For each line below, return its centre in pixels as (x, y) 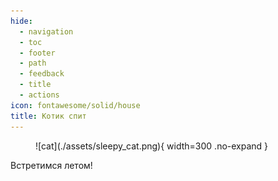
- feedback (42, 74)
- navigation (46, 31)
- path (33, 63)
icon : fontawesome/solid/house (75, 105)
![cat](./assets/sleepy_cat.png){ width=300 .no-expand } (152, 146)
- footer (37, 53)
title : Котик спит (48, 116)
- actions (39, 95)
